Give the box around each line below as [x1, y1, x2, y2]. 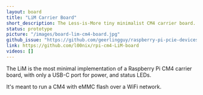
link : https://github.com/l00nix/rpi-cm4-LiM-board [6, 43, 139, 49]
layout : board [6, 8, 42, 15]
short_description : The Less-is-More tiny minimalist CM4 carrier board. [6, 20, 196, 26]
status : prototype [6, 25, 53, 32]
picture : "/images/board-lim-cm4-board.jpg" [6, 31, 120, 38]
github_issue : [6, 37, 42, 43]
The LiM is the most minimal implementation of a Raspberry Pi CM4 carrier [6, 65, 192, 72]
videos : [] [6, 48, 34, 54]
